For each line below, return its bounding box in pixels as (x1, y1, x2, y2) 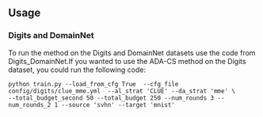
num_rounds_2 (8, 100, 51, 109)
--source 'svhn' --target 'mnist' (61, 100, 176, 109)
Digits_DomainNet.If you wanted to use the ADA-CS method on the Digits (8, 56, 247, 66)
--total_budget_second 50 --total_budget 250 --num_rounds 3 (8, 94, 215, 102)
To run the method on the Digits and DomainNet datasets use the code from (8, 47, 256, 58)
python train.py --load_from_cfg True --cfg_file (8, 80, 179, 88)
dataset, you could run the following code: (8, 65, 147, 74)
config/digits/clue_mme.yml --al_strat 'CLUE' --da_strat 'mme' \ (8, 87, 236, 95)
